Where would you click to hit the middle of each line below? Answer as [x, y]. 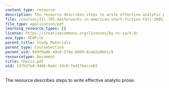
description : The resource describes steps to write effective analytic [83, 15]
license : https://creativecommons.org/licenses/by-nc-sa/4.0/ [72, 33]
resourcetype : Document [30, 57]
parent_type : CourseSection [35, 47]
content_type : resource [30, 10]
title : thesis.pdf [24, 61]
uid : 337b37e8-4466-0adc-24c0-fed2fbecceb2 [52, 66]
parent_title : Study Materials [38, 43]
